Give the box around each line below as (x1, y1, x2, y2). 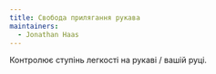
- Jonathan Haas (17, 30, 79, 39)
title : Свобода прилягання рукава (9, 13, 141, 23)
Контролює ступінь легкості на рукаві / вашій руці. (9, 55, 208, 66)
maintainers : (9, 22, 59, 31)
